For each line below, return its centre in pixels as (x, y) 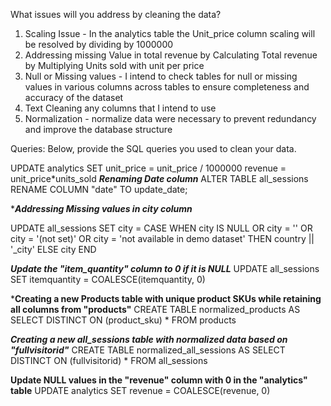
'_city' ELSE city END (53, 249)
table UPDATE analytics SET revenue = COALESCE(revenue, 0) (140, 390)
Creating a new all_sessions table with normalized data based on (149, 339)
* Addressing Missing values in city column (101, 208)
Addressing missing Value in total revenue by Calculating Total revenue (171, 55)
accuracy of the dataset (74, 97)
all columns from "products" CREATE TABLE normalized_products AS (155, 309)
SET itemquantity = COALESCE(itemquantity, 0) (108, 279)
